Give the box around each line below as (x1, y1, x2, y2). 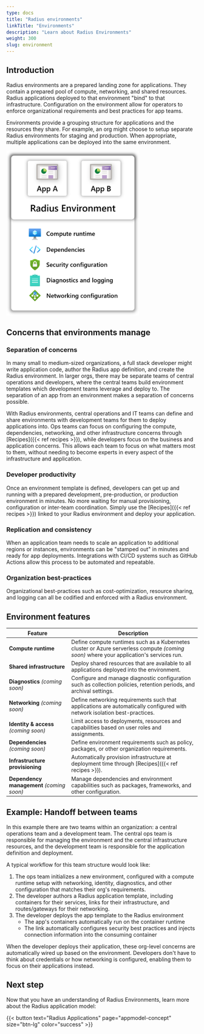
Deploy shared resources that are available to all (71, 660, 191, 667)
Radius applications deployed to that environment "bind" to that (6, 94, 165, 102)
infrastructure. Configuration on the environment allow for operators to (6, 100, 183, 108)
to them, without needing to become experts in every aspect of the (6, 449, 174, 456)
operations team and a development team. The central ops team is (6, 830, 172, 837)
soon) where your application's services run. (71, 651, 183, 658)
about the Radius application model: (6, 1002, 97, 1010)
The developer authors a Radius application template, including (15, 892, 174, 900)
